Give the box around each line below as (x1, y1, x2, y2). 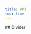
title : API (5, 7, 27, 12)
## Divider (5, 24, 26, 30)
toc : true (5, 11, 25, 16)
